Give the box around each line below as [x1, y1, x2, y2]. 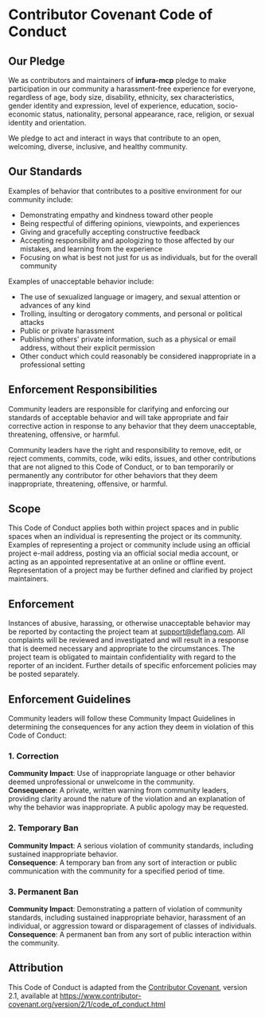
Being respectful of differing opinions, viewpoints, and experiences [19, 218, 240, 228]
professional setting [19, 359, 85, 369]
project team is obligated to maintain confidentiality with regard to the [8, 652, 236, 662]
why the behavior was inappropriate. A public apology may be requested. [8, 802, 249, 812]
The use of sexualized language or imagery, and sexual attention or [19, 291, 241, 301]
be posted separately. [8, 669, 80, 679]
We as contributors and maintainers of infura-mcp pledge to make [8, 76, 227, 85]
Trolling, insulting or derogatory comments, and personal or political [19, 309, 243, 319]
